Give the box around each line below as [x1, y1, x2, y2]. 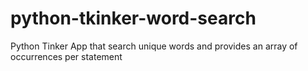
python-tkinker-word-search [10, 7, 257, 30]
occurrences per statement [10, 50, 123, 62]
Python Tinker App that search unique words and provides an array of [10, 40, 298, 52]
